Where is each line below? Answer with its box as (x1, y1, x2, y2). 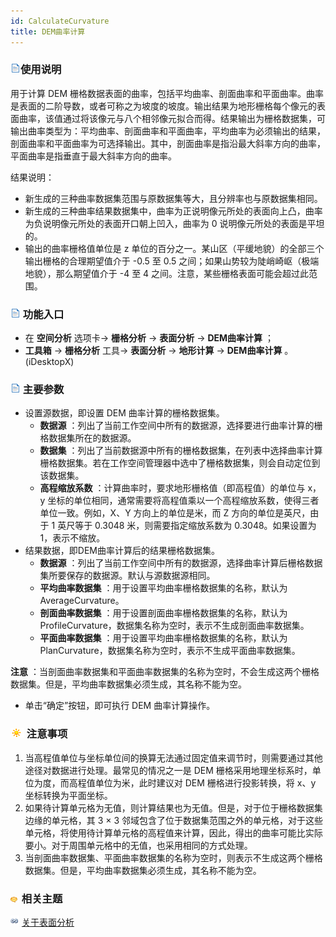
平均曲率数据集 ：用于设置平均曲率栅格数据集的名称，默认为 (39, 582, 288, 594)
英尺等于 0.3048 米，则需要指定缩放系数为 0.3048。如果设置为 (57, 520, 317, 532)
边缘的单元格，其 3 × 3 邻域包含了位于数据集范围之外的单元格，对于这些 (24, 814, 324, 826)
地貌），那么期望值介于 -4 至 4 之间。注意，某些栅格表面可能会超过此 (24, 267, 310, 279)
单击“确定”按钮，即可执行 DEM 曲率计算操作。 (24, 700, 216, 712)
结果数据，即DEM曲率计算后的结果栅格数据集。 (24, 545, 220, 557)
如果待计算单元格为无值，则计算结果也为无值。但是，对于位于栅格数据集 (24, 801, 323, 814)
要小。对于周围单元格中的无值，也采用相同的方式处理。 (24, 839, 253, 851)
